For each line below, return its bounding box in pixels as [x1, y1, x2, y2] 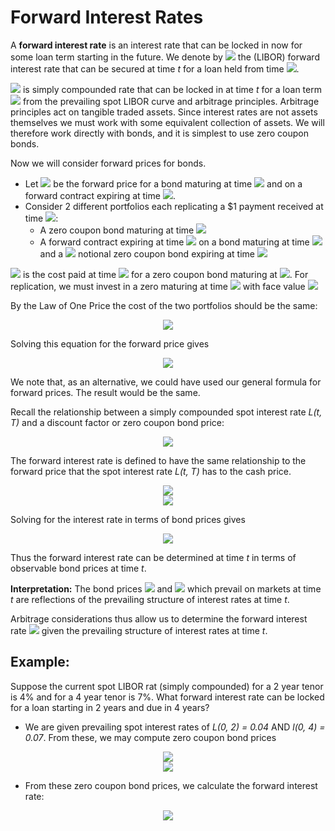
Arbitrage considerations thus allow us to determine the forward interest [10, 612, 308, 625]
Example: [10, 654, 70, 671]
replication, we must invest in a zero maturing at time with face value [10, 280, 306, 292]
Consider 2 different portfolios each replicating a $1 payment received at [24, 200, 324, 212]
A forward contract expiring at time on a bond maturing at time [39, 236, 310, 248]
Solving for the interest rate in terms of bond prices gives [10, 513, 246, 525]
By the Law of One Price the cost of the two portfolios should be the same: [10, 299, 318, 311]
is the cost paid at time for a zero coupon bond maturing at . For [22, 268, 309, 280]
